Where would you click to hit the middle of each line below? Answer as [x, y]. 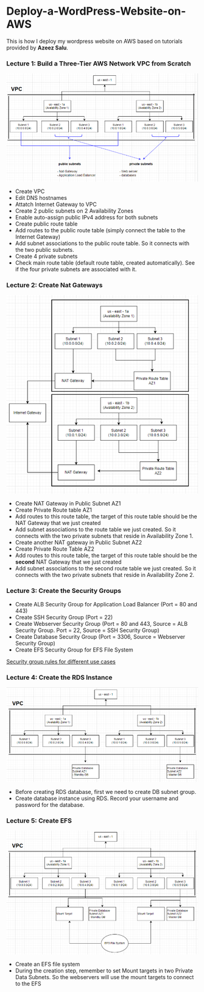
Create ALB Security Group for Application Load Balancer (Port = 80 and [106, 604]
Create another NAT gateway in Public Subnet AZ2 [79, 543]
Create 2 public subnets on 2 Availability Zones [74, 211]
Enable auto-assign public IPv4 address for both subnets [86, 218]
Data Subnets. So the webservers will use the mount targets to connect [104, 977]
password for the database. [50, 804]
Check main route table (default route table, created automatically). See [105, 263]
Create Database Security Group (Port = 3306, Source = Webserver [100, 636]
